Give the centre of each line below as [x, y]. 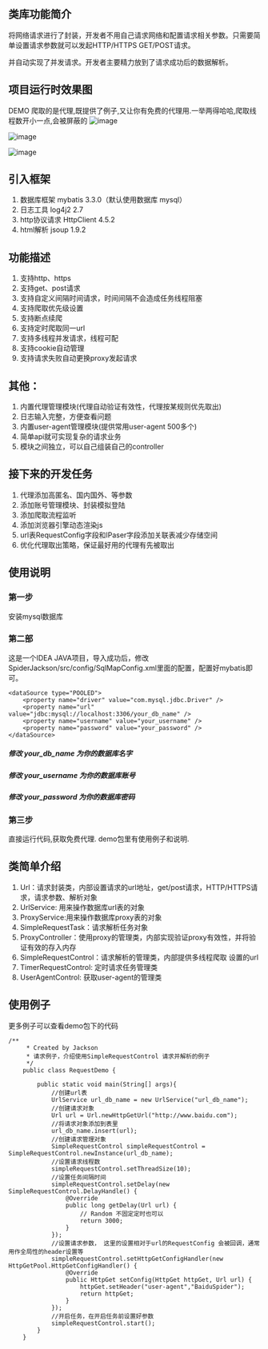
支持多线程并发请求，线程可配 [69, 338]
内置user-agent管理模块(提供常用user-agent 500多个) [108, 427]
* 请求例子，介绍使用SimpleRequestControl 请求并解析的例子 [118, 1056]
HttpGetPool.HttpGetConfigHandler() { [73, 1266]
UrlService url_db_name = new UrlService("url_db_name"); [150, 1100]
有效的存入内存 [52, 947]
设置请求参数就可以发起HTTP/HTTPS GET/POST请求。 [105, 45]
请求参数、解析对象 [66, 897]
